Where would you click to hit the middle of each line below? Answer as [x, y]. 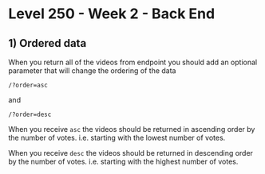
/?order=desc [30, 114]
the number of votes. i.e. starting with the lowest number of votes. [117, 137]
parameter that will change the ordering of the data [92, 71]
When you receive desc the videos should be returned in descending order [131, 153]
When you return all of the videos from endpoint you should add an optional [133, 62]
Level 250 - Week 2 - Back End [112, 14]
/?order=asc [28, 85]
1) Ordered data [47, 43]
